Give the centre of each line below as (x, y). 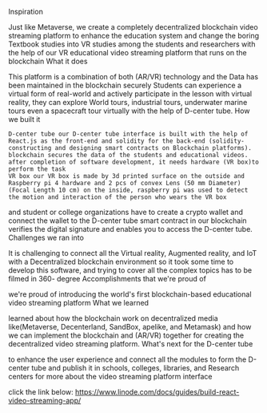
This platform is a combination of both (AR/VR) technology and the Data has (133, 77)
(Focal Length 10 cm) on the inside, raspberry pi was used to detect (128, 190)
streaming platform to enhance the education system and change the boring (134, 36)
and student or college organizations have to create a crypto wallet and (126, 212)
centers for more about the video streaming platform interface (110, 377)
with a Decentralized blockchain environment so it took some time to (121, 261)
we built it (24, 119)
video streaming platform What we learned (79, 303)
